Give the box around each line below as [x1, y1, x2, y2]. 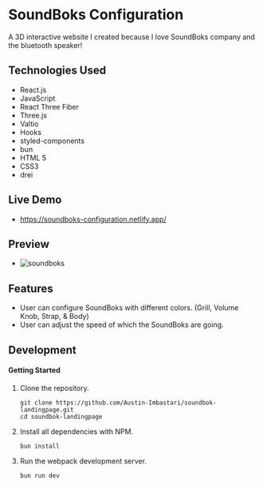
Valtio [19, 118, 39, 129]
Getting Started [8, 365, 61, 375]
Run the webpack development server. [19, 456, 147, 465]
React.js [19, 85, 47, 94]
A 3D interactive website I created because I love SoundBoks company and [8, 32, 255, 42]
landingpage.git [19, 405, 74, 413]
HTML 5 [19, 153, 47, 162]
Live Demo [8, 193, 62, 207]
